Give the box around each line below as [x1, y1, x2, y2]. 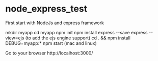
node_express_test [5, 3, 88, 15]
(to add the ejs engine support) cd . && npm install [25, 35, 131, 41]
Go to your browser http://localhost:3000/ [5, 50, 93, 56]
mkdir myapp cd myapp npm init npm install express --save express [5, 29, 148, 35]
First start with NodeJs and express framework [5, 20, 104, 26]
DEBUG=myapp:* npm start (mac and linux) [5, 40, 97, 46]
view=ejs [5, 35, 24, 41]
